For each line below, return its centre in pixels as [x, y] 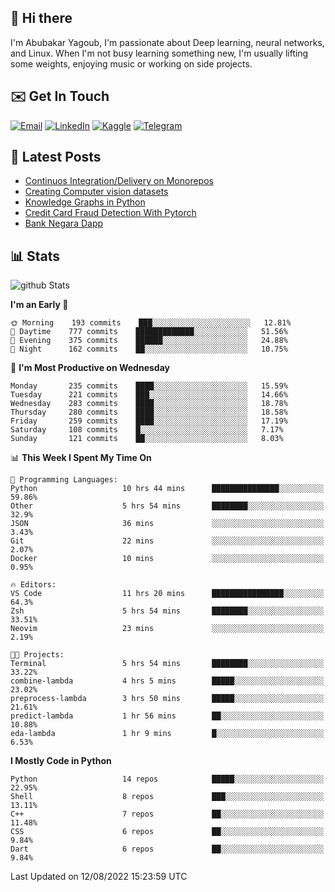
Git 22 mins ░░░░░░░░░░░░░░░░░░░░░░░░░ [167, 541]
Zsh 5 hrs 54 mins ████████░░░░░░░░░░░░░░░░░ [167, 611]
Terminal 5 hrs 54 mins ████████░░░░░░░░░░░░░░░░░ [167, 664]
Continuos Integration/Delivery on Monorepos [119, 181]
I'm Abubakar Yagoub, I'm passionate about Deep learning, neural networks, [167, 42]
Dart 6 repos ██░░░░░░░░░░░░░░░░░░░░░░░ [167, 849]
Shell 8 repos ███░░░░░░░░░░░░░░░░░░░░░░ [167, 797]
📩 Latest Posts [56, 157]
